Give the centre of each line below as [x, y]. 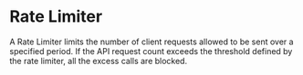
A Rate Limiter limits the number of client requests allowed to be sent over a [151, 42]
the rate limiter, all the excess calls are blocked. [99, 61]
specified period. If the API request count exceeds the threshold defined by [151, 51]
